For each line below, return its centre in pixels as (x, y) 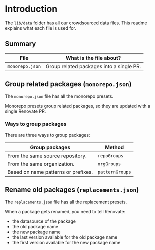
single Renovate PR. (26, 111)
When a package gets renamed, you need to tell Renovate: (65, 211)
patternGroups (114, 172)
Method (114, 147)
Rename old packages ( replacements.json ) (72, 190)
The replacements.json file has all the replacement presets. (66, 202)
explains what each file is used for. (41, 28)
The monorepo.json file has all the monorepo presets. (59, 96)
